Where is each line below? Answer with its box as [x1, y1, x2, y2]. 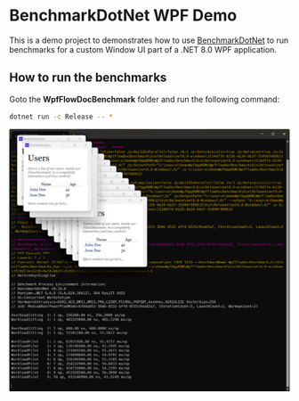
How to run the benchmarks [9, 70, 167, 86]
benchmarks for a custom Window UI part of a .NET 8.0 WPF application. [9, 44, 278, 54]
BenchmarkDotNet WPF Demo [9, 5, 238, 26]
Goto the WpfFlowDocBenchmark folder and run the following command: [9, 94, 280, 104]
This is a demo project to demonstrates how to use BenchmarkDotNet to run [9, 35, 289, 45]
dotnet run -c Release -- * [9, 112, 114, 121]
